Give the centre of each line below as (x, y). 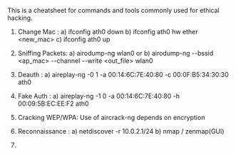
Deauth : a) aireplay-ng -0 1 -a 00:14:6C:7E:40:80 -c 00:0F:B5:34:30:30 (123, 75)
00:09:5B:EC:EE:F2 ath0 (53, 104)
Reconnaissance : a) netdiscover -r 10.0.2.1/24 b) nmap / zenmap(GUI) (121, 131)
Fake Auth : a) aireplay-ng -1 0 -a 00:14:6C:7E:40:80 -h (99, 96)
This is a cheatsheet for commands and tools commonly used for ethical (113, 10)
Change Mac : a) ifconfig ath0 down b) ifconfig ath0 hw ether (108, 32)
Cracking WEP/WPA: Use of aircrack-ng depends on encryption (111, 117)
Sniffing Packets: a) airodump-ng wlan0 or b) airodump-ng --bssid (116, 53)
